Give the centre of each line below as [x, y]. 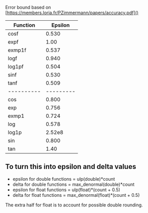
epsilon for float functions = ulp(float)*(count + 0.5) [66, 190]
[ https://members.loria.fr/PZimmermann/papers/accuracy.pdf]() [72, 13]
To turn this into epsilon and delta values [71, 167]
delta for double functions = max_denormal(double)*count [73, 184]
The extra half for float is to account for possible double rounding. [74, 205]
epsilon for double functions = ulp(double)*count [64, 179]
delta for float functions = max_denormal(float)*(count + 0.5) [76, 195]
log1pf [16, 67]
